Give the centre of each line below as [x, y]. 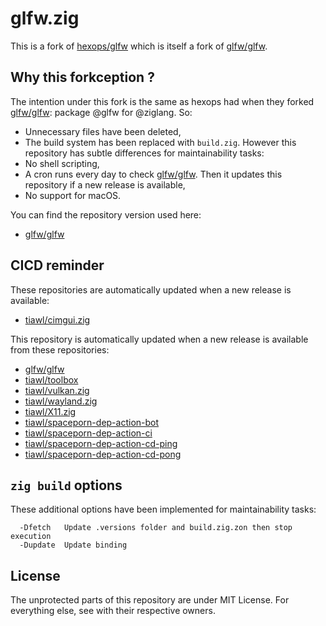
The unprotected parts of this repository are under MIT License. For [150, 600]
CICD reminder [57, 265]
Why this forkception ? [82, 77]
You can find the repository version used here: [106, 214]
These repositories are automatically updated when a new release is [151, 289]
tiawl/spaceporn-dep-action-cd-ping [101, 443]
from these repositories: [60, 349]
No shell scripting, [62, 163]
